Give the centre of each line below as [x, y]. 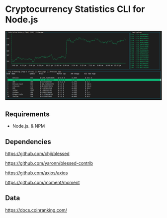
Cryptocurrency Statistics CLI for [75, 9]
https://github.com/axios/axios [37, 173]
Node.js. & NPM [29, 126]
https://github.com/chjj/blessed [37, 154]
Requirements [27, 114]
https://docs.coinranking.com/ [36, 210]
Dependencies [28, 142]
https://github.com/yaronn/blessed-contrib [49, 163]
